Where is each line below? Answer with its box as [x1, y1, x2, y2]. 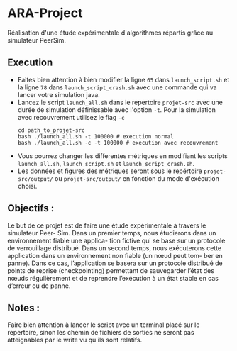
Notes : [7, 301, 40, 313]
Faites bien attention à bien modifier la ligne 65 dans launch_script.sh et [17, 75, 230, 84]
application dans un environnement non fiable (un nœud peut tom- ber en [7, 251, 224, 260]
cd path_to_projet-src [17, 126, 85, 134]
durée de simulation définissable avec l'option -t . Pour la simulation [17, 105, 216, 114]
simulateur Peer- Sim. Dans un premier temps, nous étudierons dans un [7, 228, 216, 237]
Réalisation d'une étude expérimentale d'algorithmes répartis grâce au [7, 28, 214, 37]
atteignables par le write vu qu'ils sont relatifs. [7, 335, 143, 345]
